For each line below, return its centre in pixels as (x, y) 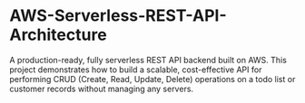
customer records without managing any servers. (101, 89)
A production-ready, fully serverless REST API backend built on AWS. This (148, 60)
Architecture (58, 35)
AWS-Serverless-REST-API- (118, 16)
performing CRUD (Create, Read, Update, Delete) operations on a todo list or (152, 79)
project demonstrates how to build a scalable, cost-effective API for (136, 70)
